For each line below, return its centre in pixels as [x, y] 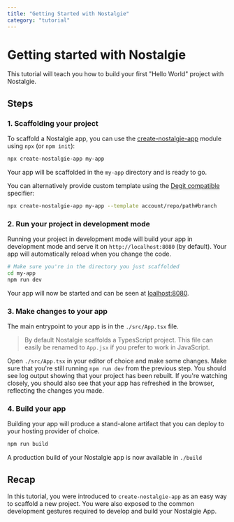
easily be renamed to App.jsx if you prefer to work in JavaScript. [117, 347]
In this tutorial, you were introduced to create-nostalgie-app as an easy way [117, 496]
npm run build [28, 444]
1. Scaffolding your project [53, 123]
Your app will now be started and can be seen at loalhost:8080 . [98, 293]
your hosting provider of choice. [53, 431]
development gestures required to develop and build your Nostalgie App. [112, 512]
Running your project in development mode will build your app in [100, 239]
